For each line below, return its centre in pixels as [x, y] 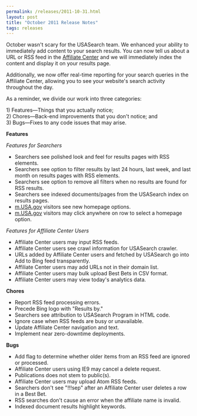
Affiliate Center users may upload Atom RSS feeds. [76, 382]
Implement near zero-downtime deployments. [70, 334]
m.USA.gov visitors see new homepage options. [72, 207]
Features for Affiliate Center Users [47, 231]
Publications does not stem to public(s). [62, 375]
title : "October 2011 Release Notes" [52, 22]
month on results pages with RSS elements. [67, 176]
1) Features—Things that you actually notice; [60, 110]
